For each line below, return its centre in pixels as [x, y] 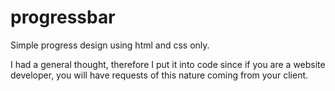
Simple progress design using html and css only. [110, 45]
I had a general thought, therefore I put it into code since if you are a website [168, 64]
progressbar [63, 17]
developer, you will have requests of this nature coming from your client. [159, 75]
